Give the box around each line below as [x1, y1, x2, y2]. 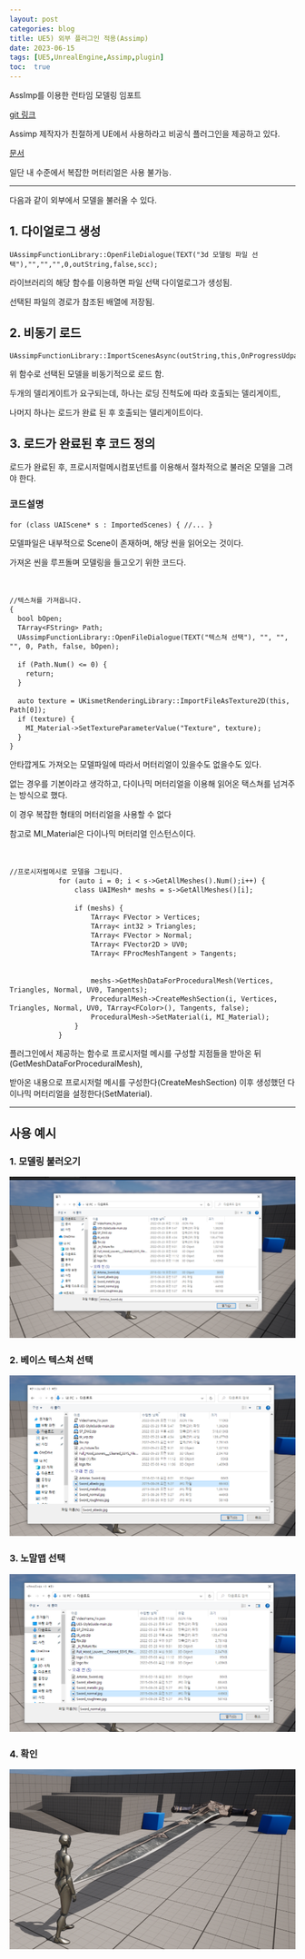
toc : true [9, 63, 51, 72]
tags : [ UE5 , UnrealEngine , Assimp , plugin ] [9, 53, 165, 63]
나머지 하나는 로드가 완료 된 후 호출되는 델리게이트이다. [9, 407, 203, 418]
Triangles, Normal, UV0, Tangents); [9, 985, 148, 994]
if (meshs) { [74, 904, 124, 913]
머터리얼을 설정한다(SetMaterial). [33, 1088, 152, 1099]
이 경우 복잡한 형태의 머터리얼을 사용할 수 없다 [9, 808, 172, 819]
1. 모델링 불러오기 [9, 1155, 82, 1168]
